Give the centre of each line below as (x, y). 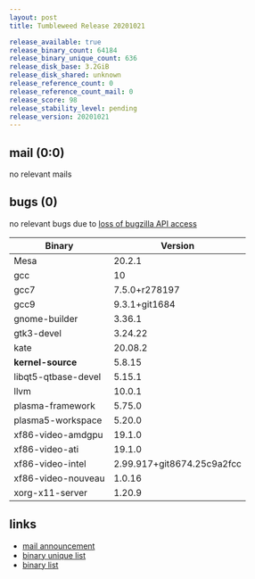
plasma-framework (54, 405)
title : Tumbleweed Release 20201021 (77, 26)
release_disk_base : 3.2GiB (59, 67)
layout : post (33, 17)
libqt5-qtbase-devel (58, 376)
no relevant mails (41, 174)
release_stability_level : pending (74, 108)
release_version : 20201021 (59, 117)
